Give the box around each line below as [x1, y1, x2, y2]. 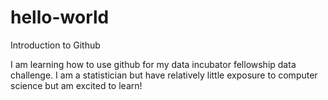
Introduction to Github [10, 39, 101, 51]
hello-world [10, 6, 110, 29]
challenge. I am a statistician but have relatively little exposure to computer [10, 69, 318, 81]
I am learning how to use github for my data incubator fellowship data [10, 58, 297, 70]
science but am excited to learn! [10, 79, 143, 91]
